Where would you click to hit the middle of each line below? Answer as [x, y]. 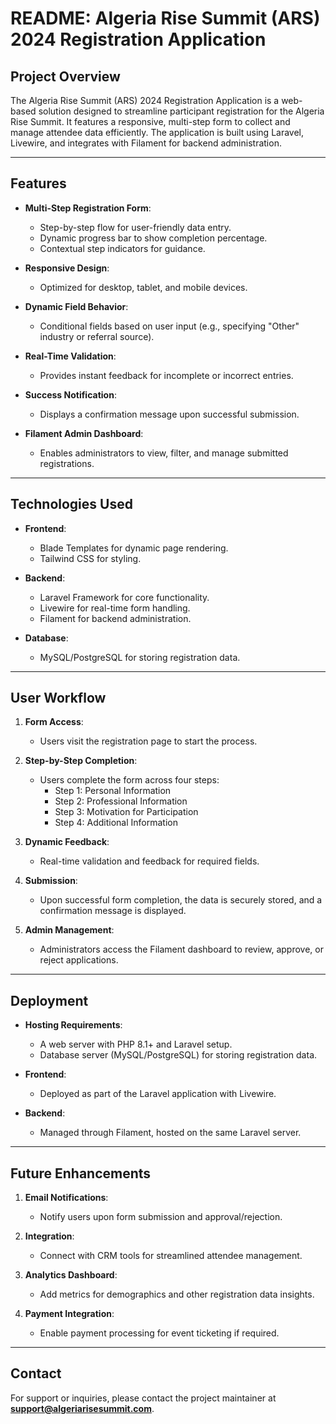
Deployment [49, 1000]
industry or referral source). [97, 336]
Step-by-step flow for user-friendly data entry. [135, 227]
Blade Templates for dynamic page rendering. [134, 548]
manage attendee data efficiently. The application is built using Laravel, [157, 132]
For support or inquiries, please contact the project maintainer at [143, 1398]
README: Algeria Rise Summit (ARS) [165, 18]
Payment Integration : [69, 1314]
